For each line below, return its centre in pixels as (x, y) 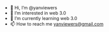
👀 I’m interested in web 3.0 (38, 13)
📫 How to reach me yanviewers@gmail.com (57, 24)
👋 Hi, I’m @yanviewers (34, 8)
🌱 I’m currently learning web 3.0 (44, 18)
